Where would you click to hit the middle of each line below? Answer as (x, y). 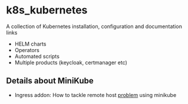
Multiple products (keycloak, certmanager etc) (71, 63)
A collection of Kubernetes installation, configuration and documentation (94, 26)
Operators (27, 50)
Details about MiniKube (50, 81)
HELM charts (30, 44)
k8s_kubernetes (47, 10)
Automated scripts (37, 56)
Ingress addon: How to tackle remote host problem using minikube (95, 95)
